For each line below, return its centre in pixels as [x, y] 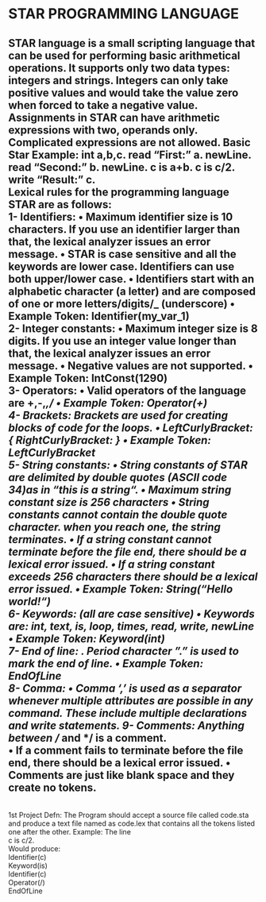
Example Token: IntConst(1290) [88, 378]
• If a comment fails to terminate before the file [126, 750]
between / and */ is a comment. [88, 738]
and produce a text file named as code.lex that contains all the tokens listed [132, 823]
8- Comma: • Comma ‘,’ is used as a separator [125, 688]
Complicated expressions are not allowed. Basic [130, 143]
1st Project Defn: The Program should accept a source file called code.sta [129, 815]
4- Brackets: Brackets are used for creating [118, 415]
